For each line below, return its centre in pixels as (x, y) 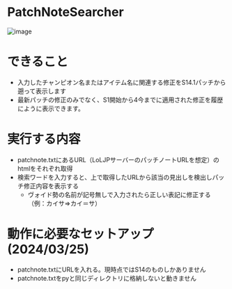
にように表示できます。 (51, 108)
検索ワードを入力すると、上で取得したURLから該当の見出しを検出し (115, 177)
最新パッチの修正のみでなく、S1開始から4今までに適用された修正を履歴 (120, 100)
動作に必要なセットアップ (81, 234)
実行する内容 (44, 139)
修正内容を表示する (51, 186)
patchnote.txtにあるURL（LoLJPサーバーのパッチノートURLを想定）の (118, 159)
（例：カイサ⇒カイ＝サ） (64, 203)
